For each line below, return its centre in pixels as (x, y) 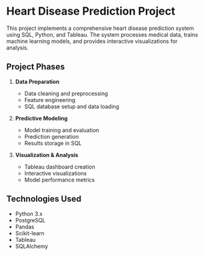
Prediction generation (52, 136)
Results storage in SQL (53, 143)
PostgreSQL (30, 220)
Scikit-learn (30, 233)
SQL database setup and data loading (72, 106)
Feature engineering (50, 100)
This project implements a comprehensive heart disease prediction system (100, 28)
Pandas (25, 227)
